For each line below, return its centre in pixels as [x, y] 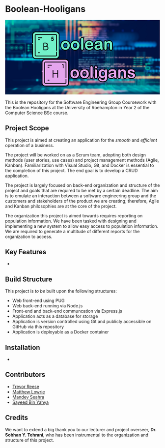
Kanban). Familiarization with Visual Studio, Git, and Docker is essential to [80, 165]
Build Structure [29, 279]
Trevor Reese [26, 387]
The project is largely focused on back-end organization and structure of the [83, 185]
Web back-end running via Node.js [47, 306]
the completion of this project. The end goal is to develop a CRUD [71, 170]
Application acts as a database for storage [55, 316]
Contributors [25, 375]
